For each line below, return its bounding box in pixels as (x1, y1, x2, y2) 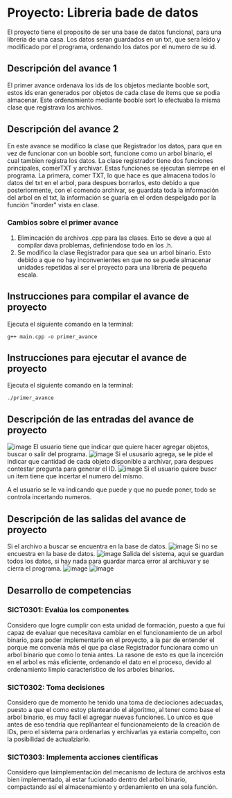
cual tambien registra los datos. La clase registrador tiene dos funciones (7, 156, 213, 164)
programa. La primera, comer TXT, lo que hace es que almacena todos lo (7, 171, 216, 180)
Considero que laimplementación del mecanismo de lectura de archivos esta (7, 768, 226, 777)
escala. (17, 270, 38, 279)
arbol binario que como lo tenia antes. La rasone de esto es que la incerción (7, 650, 224, 659)
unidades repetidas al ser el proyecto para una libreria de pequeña (17, 263, 208, 271)
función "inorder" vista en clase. (7, 200, 100, 209)
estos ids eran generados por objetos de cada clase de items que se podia (7, 88, 220, 96)
